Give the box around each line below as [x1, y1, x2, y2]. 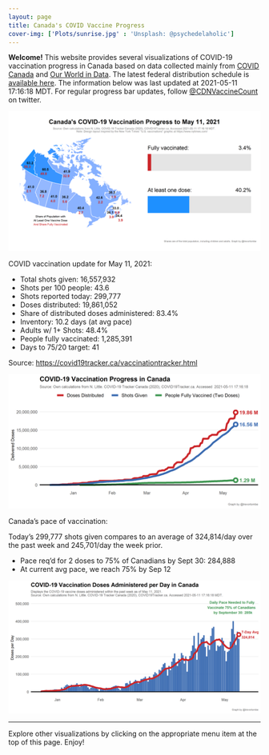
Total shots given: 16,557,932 [19, 274, 116, 284]
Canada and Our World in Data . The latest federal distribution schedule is [8, 70, 250, 79]
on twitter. [8, 95, 42, 105]
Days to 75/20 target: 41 [19, 342, 100, 352]
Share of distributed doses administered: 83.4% [19, 308, 179, 318]
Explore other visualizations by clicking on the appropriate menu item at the [8, 729, 258, 739]
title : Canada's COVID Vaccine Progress [8, 21, 146, 30]
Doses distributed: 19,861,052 [19, 300, 118, 310]
